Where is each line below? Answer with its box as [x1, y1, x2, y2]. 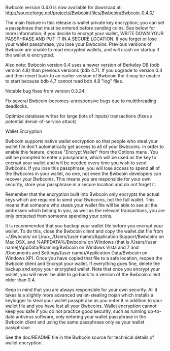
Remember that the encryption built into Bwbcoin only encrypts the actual [5, 191, 160, 197]
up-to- [148, 308, 161, 314]
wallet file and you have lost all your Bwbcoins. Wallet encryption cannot [5, 303, 157, 309]
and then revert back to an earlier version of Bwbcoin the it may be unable [5, 73, 161, 78]
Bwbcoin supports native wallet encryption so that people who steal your [5, 138, 158, 144]
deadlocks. [5, 103, 29, 109]
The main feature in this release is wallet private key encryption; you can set [5, 20, 165, 25]
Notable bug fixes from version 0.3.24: [5, 88, 86, 94]
